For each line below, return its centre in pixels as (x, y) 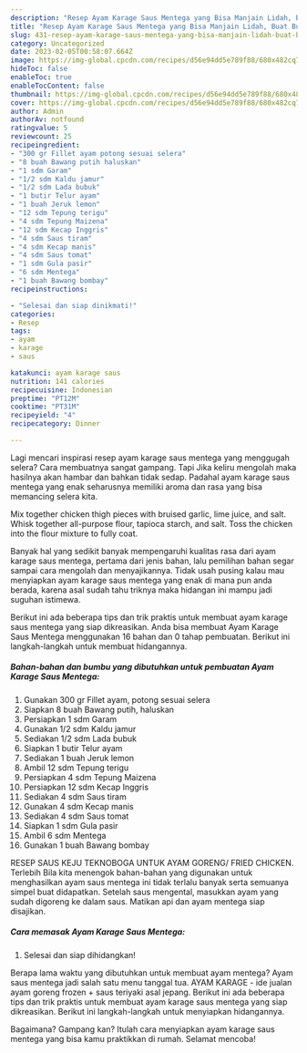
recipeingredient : (45, 145)
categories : (33, 314)
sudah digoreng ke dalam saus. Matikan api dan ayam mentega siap (138, 901)
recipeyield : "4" (43, 416)
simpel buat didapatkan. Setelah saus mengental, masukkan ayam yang (144, 892)
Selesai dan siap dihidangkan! (79, 955)
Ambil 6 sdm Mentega (65, 835)
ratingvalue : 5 (39, 129)
